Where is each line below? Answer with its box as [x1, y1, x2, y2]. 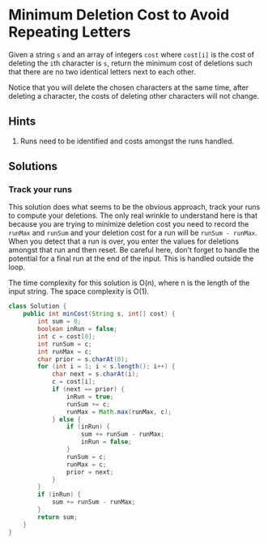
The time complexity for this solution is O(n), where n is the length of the [8, 278, 250, 288]
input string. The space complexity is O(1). [8, 287, 150, 296]
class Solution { [8, 302, 67, 311]
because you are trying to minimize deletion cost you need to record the [8, 219, 249, 229]
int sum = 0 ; [37, 317, 82, 325]
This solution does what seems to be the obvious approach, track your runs [8, 202, 261, 212]
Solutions [8, 159, 58, 173]
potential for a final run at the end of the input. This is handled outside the [8, 253, 254, 264]
